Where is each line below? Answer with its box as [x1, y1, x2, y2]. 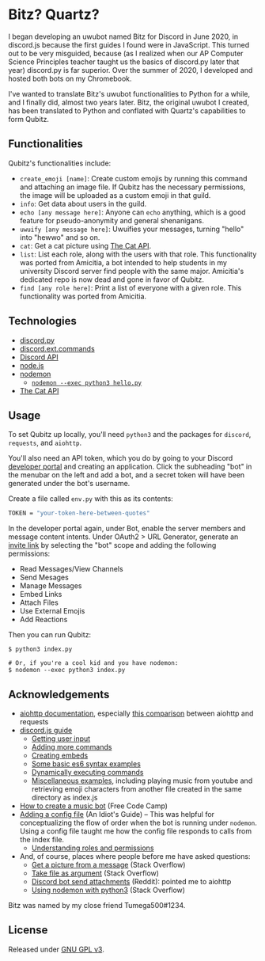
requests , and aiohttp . [8, 438, 82, 448]
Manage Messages [19, 581, 82, 591]
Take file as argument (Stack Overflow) [31, 868, 160, 878]
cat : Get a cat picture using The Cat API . [19, 241, 152, 250]
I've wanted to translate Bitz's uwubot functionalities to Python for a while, [8, 89, 251, 98]
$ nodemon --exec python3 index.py [8, 667, 126, 674]
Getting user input [31, 734, 91, 743]
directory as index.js [31, 793, 98, 803]
